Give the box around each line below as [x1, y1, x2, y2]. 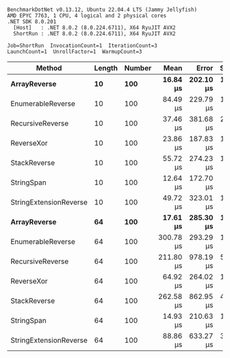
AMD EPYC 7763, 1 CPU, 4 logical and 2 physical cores [7, 12, 167, 19]
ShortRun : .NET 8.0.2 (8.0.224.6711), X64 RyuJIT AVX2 [13, 30, 176, 37]
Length [94, 63, 118, 73]
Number [124, 63, 152, 73]
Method [36, 63, 62, 73]
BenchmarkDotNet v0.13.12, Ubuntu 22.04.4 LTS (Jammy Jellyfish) [7, 6, 197, 13]
